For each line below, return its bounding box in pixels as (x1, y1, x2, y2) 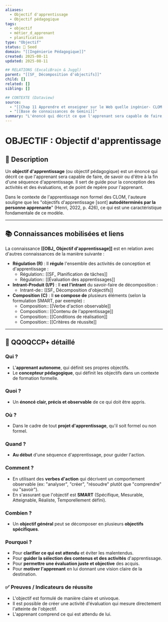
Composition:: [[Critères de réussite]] (19, 318, 97, 325)
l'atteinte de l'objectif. (12, 605, 57, 611)
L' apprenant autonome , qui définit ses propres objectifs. (12, 364, 130, 370)
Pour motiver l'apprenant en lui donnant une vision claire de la (12, 566, 142, 572)
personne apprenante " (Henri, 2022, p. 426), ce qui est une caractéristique (5, 204, 162, 210)
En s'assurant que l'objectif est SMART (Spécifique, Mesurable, (12, 491, 144, 497)
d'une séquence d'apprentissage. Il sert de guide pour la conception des (5, 179, 155, 185)
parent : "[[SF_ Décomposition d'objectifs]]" (5, 72, 101, 77)
